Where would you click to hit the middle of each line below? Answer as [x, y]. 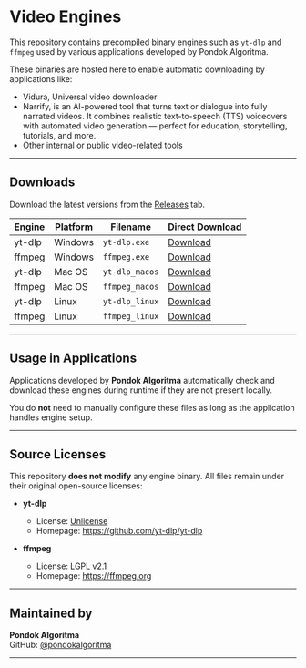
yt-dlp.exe [126, 242]
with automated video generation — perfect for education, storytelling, [155, 126]
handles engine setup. [51, 417]
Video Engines [66, 17]
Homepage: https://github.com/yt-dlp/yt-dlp [119, 531]
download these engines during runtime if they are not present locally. [141, 390]
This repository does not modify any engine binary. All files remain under [147, 477]
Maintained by [51, 613]
